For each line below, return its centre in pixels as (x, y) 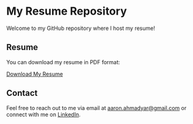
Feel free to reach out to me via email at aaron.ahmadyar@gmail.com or (96, 108)
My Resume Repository (67, 11)
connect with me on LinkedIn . (43, 114)
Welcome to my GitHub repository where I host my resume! (81, 28)
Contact (22, 93)
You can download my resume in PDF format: (63, 62)
